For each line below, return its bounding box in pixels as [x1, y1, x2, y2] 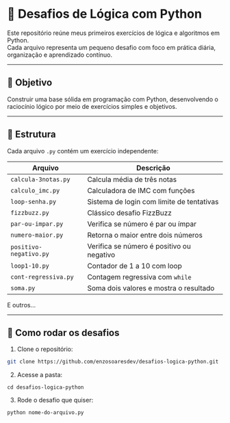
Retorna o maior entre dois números [87, 230, 203, 240]
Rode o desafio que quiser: [16, 396, 94, 405]
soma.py [10, 284, 36, 292]
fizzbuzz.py [10, 209, 50, 216]
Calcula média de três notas [87, 175, 177, 184]
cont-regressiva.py [10, 273, 74, 281]
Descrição [136, 163, 171, 172]
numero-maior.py [10, 231, 64, 239]
